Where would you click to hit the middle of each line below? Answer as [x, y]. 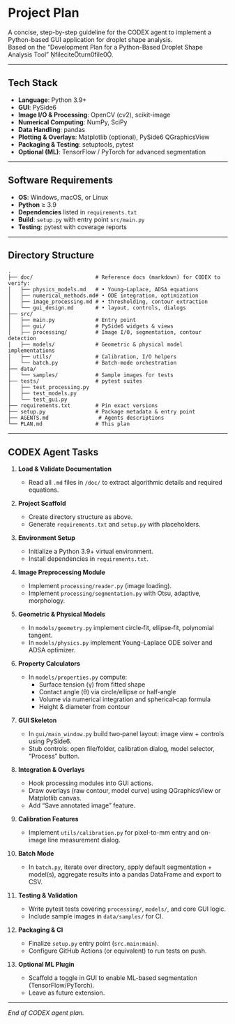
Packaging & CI [40, 930]
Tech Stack [33, 83]
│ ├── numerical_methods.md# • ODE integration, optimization [103, 296]
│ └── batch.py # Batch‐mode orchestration [92, 363]
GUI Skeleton [37, 720]
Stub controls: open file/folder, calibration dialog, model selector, [121, 749]
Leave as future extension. [67, 993]
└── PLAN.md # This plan [69, 424]
